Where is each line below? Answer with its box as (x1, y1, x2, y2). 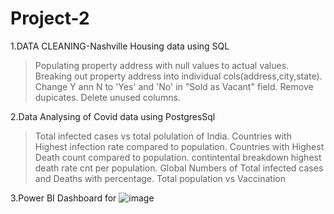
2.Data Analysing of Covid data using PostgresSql (10, 110, 216, 122)
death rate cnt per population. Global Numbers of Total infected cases (34, 162, 324, 174)
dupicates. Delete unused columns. (34, 91, 181, 103)
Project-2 (10, 7, 90, 30)
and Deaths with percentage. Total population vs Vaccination (34, 172, 286, 184)
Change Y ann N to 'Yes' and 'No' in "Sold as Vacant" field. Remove (34, 80, 314, 92)
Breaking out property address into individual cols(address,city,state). (34, 70, 323, 82)
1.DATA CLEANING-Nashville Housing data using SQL (10, 40, 230, 52)
